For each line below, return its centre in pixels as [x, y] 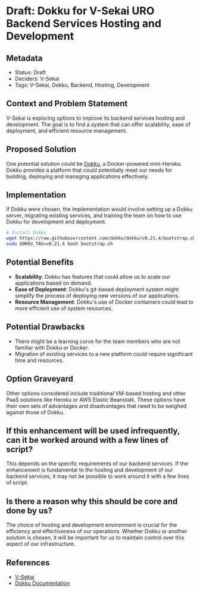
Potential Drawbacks [46, 327]
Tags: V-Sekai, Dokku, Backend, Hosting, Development [82, 85]
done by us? [29, 510]
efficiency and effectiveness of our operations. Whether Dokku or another [97, 531]
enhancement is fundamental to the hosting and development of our [90, 470]
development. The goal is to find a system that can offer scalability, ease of [98, 124]
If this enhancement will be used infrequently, [93, 431]
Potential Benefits [40, 262]
